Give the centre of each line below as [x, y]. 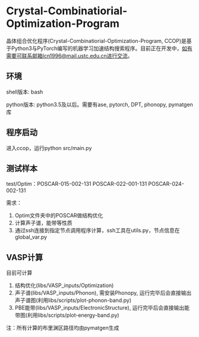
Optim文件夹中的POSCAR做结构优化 [59, 216]
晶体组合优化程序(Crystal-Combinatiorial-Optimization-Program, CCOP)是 [97, 40]
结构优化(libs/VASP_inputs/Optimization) [64, 285]
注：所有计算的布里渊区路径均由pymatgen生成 [63, 328]
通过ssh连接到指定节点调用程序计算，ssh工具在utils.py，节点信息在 [97, 230]
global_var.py [31, 237]
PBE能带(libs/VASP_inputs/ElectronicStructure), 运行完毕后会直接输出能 [102, 308]
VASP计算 [25, 257]
